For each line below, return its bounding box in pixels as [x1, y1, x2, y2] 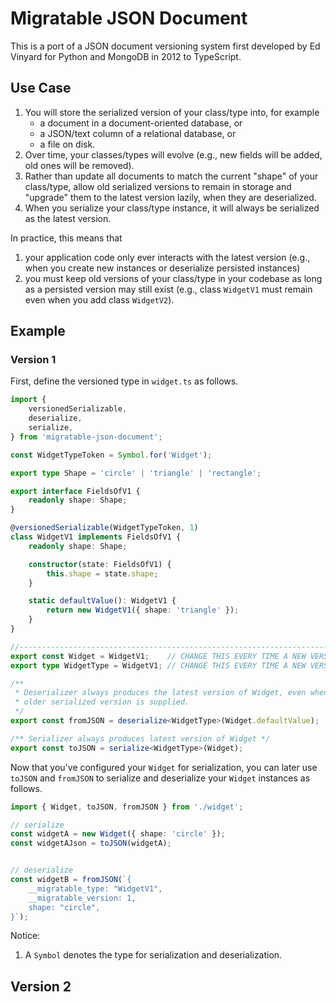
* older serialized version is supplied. [14, 697, 190, 707]
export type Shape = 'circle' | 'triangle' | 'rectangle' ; [10, 468, 262, 478]
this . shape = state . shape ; [46, 568, 159, 579]
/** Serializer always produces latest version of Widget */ [10, 733, 271, 744]
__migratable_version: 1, [28, 893, 137, 903]
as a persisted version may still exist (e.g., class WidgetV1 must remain [24, 283, 313, 295]
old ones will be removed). [24, 159, 135, 171]
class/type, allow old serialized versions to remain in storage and [24, 180, 292, 192]
